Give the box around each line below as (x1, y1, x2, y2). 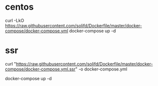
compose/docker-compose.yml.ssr (5, 66, 76, 72)
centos (5, 1, 34, 13)
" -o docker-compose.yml (75, 66, 128, 72)
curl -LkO (5, 17, 24, 23)
